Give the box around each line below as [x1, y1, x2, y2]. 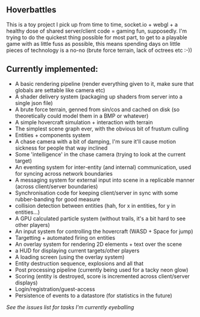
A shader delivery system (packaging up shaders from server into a [14, 93, 183, 100]
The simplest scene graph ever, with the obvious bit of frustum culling [14, 125, 189, 132]
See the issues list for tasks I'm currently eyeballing [6, 303, 134, 310]
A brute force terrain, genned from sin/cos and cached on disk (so [14, 106, 180, 113]
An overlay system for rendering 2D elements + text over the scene [14, 240, 183, 248]
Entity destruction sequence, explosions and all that [14, 260, 144, 267]
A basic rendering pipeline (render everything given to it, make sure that [14, 80, 194, 87]
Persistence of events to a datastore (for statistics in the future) [14, 292, 173, 299]
